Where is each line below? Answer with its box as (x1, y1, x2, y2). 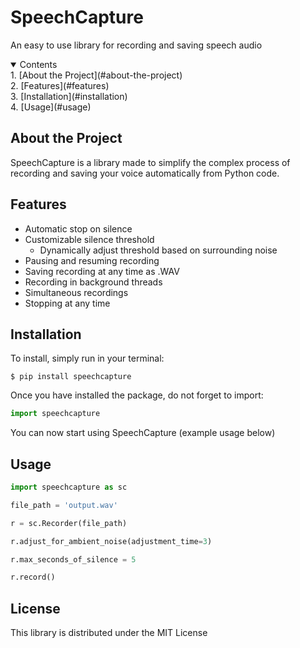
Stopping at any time (24, 297, 111, 309)
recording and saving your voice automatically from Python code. (10, 167, 280, 179)
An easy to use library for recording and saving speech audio (10, 39, 263, 51)
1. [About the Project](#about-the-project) (10, 69, 183, 81)
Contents (19, 58, 58, 70)
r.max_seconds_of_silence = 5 (10, 554, 137, 565)
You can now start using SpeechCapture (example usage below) (10, 427, 276, 439)
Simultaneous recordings (24, 286, 129, 298)
